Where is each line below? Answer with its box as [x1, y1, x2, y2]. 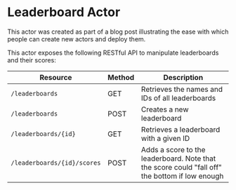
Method [107, 72, 135, 82]
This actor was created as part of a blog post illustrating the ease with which [7, 27, 229, 36]
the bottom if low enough [140, 171, 224, 181]
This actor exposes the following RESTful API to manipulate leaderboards [7, 48, 219, 57]
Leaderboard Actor [7, 4, 121, 20]
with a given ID [140, 133, 190, 143]
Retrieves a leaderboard [140, 124, 221, 134]
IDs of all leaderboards [140, 93, 216, 102]
